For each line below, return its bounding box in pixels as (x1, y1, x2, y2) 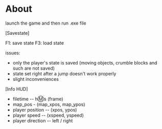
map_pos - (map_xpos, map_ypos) (12, 101, 85, 107)
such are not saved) (12, 65, 55, 71)
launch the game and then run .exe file (5, 20, 86, 26)
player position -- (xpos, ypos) (12, 106, 77, 113)
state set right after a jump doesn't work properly (12, 70, 117, 77)
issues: (5, 50, 20, 56)
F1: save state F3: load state (5, 39, 64, 46)
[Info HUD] (5, 85, 28, 92)
